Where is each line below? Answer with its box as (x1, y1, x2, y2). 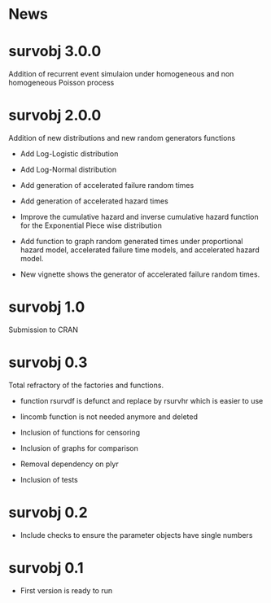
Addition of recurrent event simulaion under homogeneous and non (8, 69, 234, 79)
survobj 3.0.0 (8, 42, 102, 61)
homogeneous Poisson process (8, 78, 115, 88)
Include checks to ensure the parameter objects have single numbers (20, 530, 253, 540)
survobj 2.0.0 (8, 107, 102, 125)
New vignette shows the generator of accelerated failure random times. (20, 269, 260, 279)
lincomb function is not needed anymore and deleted (20, 412, 198, 422)
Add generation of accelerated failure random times (20, 181, 195, 190)
